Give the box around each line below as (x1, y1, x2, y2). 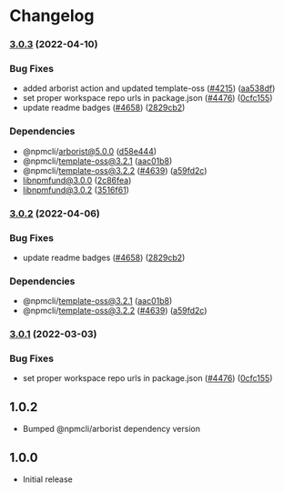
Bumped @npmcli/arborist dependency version (22, 424, 200, 435)
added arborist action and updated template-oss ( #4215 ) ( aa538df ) (22, 83, 276, 94)
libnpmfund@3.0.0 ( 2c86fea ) (22, 175, 132, 186)
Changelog (9, 5, 95, 26)
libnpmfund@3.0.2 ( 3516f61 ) (22, 184, 130, 196)
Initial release (22, 474, 73, 485)
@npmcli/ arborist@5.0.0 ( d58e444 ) (22, 146, 157, 156)
